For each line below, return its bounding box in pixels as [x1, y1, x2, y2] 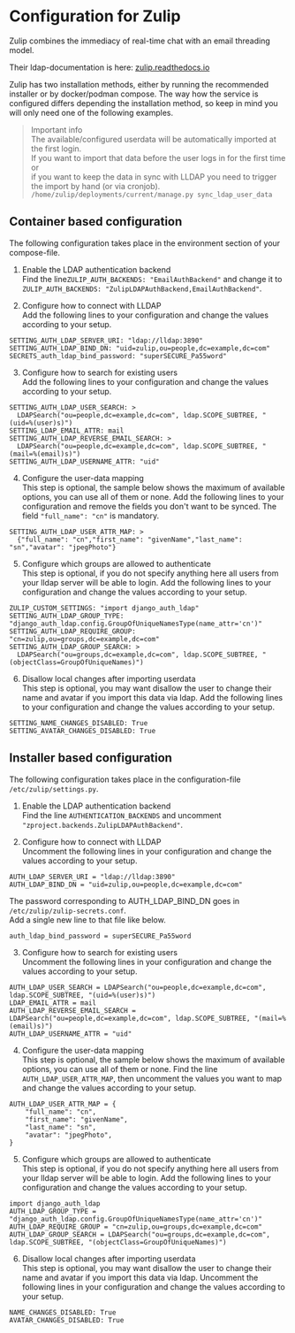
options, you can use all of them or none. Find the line [21, 1063, 218, 1074]
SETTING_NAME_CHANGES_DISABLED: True [9, 718, 148, 727]
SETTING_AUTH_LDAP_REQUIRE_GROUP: [9, 626, 137, 636]
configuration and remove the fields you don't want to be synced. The [21, 501, 276, 511]
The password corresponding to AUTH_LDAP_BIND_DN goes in [9, 895, 240, 906]
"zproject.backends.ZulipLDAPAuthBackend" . [21, 819, 184, 830]
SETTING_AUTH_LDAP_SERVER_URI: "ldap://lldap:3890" [9, 336, 203, 345]
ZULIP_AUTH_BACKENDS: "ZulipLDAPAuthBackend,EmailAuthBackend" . [21, 283, 262, 294]
